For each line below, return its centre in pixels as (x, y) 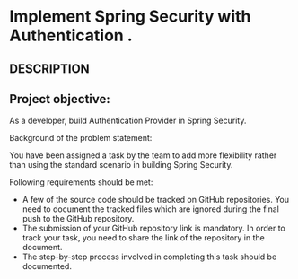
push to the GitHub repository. (78, 219)
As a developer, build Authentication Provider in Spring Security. (128, 121)
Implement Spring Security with (130, 17)
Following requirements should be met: (81, 182)
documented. (47, 266)
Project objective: (60, 99)
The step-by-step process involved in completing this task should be (149, 257)
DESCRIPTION (49, 69)
